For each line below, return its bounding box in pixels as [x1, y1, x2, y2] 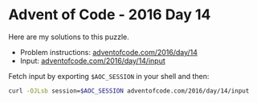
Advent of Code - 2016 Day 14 [8, 6, 211, 24]
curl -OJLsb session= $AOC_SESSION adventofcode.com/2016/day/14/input [8, 86, 250, 95]
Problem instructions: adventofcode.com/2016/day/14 [19, 47, 198, 57]
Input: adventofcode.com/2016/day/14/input [19, 56, 166, 65]
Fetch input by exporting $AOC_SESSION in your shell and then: [8, 71, 210, 81]
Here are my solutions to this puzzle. [8, 32, 130, 42]
